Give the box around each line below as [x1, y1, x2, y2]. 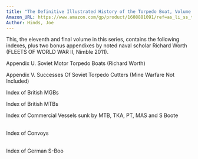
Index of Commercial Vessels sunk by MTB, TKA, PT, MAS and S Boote [6, 112, 179, 119]
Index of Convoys [6, 129, 49, 137]
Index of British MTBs [6, 100, 59, 108]
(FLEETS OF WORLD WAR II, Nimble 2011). [6, 48, 109, 56]
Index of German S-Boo [6, 147, 64, 154]
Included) [6, 77, 29, 85]
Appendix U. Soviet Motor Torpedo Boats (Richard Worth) [6, 60, 146, 67]
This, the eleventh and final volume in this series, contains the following [6, 36, 180, 43]
